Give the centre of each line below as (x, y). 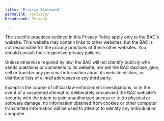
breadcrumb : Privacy (26, 19)
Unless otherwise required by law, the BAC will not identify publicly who (78, 62)
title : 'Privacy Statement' (34, 10)
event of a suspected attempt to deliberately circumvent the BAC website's (81, 93)
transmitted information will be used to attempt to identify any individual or (80, 108)
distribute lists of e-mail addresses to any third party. (59, 78)
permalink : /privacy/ (27, 14)
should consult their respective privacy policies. (54, 53)
